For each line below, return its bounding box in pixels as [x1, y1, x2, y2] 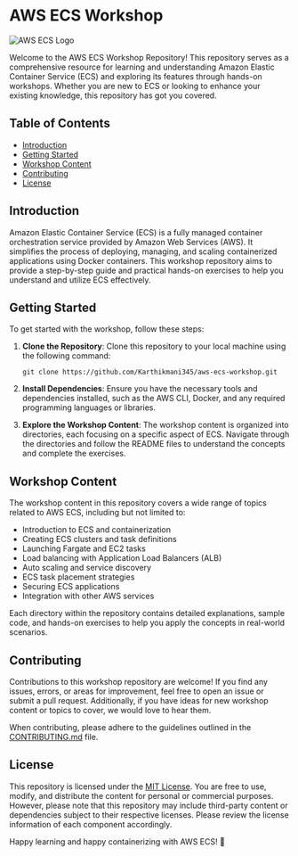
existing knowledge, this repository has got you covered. [9, 90, 217, 101]
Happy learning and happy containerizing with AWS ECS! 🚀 [9, 835, 225, 847]
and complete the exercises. [21, 448, 126, 459]
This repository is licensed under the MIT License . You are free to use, [9, 781, 267, 792]
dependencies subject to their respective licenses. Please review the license [9, 809, 289, 820]
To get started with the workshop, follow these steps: [9, 324, 205, 334]
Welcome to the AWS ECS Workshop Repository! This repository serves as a [9, 52, 289, 62]
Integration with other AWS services [21, 590, 155, 602]
